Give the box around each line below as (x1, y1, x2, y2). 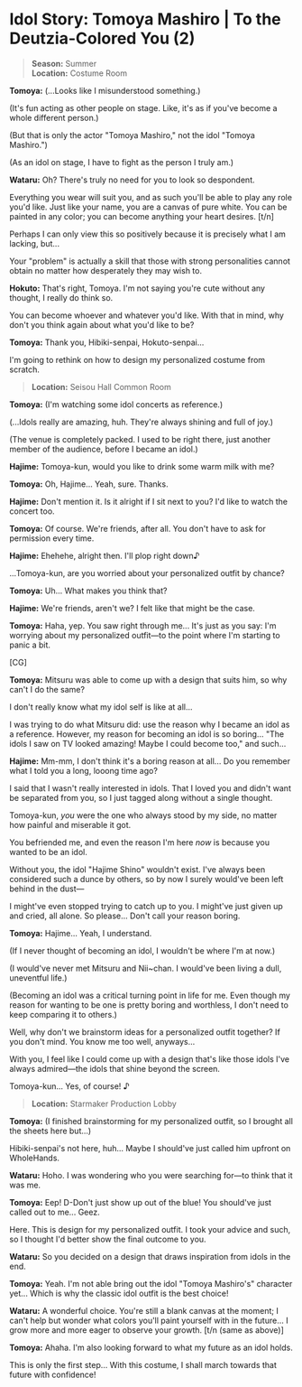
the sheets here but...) (9, 1125, 92, 1136)
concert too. (9, 506, 56, 517)
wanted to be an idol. (9, 846, 88, 857)
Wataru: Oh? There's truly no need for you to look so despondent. (9, 174, 255, 185)
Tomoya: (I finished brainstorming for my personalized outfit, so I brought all (9, 1115, 293, 1126)
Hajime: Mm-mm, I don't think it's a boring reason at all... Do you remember (9, 755, 291, 767)
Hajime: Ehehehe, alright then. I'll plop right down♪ (9, 550, 200, 561)
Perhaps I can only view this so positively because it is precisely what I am (9, 228, 287, 239)
